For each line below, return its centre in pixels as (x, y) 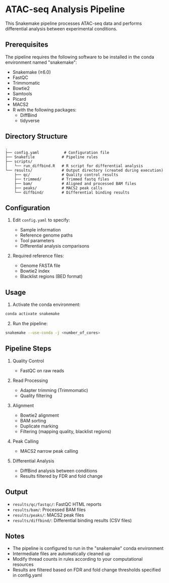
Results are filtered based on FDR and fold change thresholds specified (87, 570)
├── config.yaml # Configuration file (57, 152)
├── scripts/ (19, 161)
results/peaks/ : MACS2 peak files (48, 515)
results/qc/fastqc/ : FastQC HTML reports (57, 504)
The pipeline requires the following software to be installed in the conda (80, 57)
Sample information (40, 230)
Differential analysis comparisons (55, 246)
